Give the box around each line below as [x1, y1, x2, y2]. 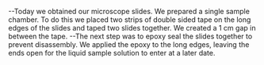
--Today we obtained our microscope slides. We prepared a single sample [8, 7, 250, 16]
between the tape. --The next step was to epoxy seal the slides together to [8, 31, 253, 41]
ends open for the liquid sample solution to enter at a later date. [8, 49, 216, 57]
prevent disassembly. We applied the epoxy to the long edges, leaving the [8, 40, 250, 49]
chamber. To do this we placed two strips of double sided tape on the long [8, 15, 251, 24]
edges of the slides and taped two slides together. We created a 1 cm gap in [8, 23, 256, 32]
